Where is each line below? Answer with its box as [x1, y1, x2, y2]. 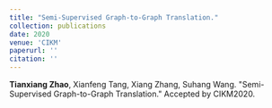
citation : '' [9, 54, 58, 63]
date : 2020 [9, 29, 50, 38]
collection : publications [9, 21, 106, 30]
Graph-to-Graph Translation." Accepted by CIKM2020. [53, 88, 256, 99]
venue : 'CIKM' [9, 37, 63, 47]
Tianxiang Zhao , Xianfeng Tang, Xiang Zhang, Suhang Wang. [9, 79, 237, 89]
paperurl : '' [9, 46, 58, 55]
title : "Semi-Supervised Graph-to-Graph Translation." [9, 12, 219, 22]
